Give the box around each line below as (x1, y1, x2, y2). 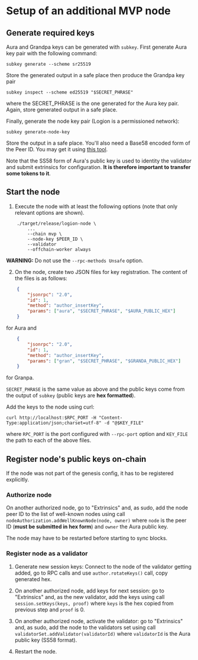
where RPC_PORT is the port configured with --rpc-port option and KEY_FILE (6, 431, 188, 438)
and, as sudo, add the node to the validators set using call (14, 624, 156, 631)
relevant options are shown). (14, 209, 85, 216)
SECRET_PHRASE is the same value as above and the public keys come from (6, 385, 185, 393)
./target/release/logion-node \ (17, 221, 96, 227)
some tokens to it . (6, 170, 51, 177)
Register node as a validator (6, 550, 88, 558)
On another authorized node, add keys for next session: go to (14, 587, 164, 594)
